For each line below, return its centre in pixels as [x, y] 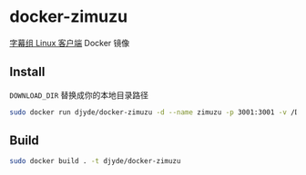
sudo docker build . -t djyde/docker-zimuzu [95, 161]
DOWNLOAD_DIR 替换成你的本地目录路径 [79, 95]
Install [27, 72]
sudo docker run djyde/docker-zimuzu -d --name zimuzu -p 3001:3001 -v [148, 112]
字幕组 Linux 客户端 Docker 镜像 [70, 43]
